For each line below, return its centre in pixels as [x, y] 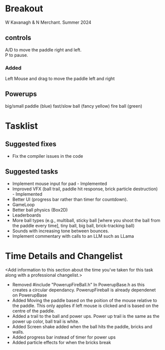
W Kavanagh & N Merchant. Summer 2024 [48, 22]
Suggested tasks [32, 172]
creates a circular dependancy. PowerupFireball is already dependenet [84, 290]
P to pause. [17, 55]
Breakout [24, 9]
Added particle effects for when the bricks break [62, 342]
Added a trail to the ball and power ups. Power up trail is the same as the [86, 316]
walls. [18, 332]
